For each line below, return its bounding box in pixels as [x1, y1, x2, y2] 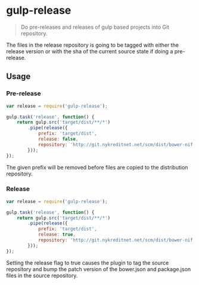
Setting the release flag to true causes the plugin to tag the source [6, 259, 169, 266]
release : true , [38, 232, 76, 238]
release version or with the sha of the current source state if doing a [6, 47, 173, 54]
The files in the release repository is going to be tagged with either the [6, 41, 179, 48]
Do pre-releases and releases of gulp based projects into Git [20, 23, 170, 31]
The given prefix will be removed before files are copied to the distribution [6, 163, 188, 171]
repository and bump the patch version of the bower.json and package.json [6, 265, 191, 272]
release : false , [38, 136, 79, 142]
